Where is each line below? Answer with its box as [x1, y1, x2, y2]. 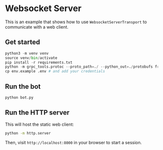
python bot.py [5, 95, 34, 100]
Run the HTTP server [5, 108, 69, 117]
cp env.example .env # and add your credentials [5, 69, 105, 74]
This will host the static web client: [5, 121, 74, 127]
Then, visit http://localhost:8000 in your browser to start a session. [5, 139, 142, 145]
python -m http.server [5, 131, 51, 135]
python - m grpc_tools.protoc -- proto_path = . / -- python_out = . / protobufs [5, 64, 153, 69]
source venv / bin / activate [5, 55, 57, 60]
